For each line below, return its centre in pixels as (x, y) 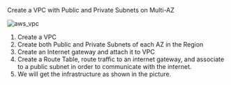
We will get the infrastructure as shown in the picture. (94, 74)
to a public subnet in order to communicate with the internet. (104, 67)
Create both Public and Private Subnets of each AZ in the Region (110, 44)
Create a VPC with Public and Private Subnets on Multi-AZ (91, 10)
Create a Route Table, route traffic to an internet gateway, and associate (121, 59)
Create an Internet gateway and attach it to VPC (86, 52)
